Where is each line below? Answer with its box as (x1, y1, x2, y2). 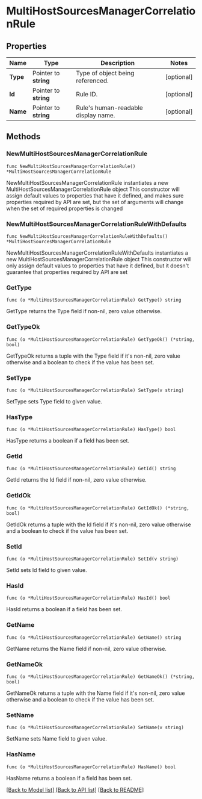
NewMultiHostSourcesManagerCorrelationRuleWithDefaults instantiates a (6, 249, 188, 256)
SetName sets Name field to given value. (6, 735, 107, 742)
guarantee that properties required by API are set (6, 268, 128, 275)
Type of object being (76, 69, 135, 77)
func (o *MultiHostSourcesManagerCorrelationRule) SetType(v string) (6, 387, 185, 393)
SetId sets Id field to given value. (6, 567, 87, 574)
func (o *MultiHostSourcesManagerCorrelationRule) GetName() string (6, 634, 182, 641)
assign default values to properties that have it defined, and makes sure (6, 191, 184, 199)
